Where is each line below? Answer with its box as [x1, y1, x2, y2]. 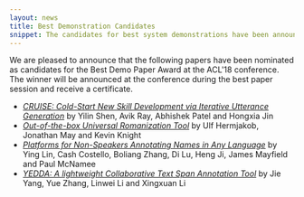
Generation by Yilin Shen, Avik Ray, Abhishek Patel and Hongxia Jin [22, 110, 274, 122]
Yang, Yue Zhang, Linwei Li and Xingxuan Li [22, 178, 186, 189]
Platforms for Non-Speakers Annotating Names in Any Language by [22, 139, 278, 150]
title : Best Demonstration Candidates [9, 22, 156, 31]
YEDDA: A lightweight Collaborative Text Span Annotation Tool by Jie [22, 168, 281, 179]
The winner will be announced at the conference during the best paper [9, 74, 273, 85]
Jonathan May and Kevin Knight [22, 130, 142, 141]
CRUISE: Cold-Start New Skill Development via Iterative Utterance [22, 101, 270, 112]
